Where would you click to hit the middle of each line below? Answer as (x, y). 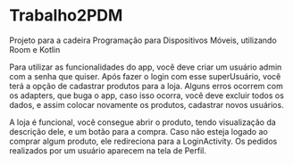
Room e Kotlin (35, 49)
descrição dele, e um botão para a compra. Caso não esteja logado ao (138, 131)
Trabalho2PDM (66, 16)
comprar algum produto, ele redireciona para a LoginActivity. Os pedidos (143, 141)
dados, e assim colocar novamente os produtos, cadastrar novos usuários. (146, 104)
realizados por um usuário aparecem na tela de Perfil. (108, 150)
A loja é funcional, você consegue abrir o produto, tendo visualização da (143, 122)
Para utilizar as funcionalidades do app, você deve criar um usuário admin (146, 67)
